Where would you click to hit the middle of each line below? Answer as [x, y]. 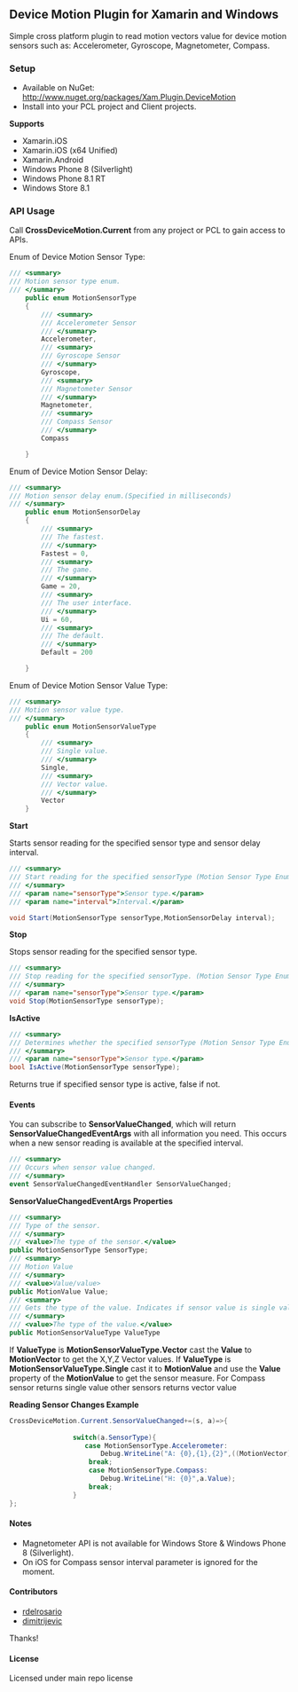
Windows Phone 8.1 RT [64, 179]
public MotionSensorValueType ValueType [85, 1333]
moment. [38, 1571]
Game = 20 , [61, 586]
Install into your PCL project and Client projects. [109, 106]
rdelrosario [42, 1612]
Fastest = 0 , [65, 554]
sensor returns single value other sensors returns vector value [123, 1387]
